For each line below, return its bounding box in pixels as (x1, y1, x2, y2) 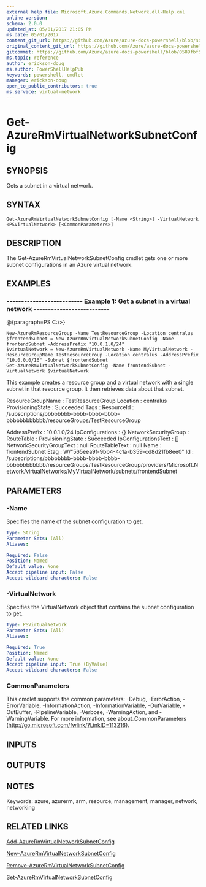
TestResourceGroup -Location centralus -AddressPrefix (55, 352, 199, 358)
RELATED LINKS (6, 821, 69, 832)
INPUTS (6, 739, 37, 750)
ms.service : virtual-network (6, 89, 81, 95)
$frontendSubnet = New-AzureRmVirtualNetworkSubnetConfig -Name (6, 336, 174, 342)
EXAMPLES (6, 278, 51, 289)
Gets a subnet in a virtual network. (6, 182, 93, 189)
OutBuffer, (6, 708, 32, 716)
